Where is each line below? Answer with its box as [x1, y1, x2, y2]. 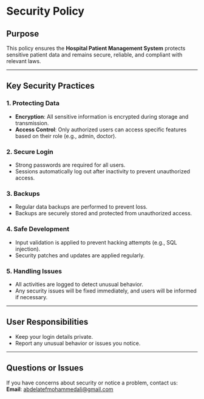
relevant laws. [6, 58, 41, 64]
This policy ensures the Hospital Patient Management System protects [6, 44, 186, 52]
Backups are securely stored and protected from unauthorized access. [15, 210, 192, 217]
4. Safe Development [6, 225, 70, 234]
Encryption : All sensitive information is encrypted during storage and [15, 113, 189, 120]
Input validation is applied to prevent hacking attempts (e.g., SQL [15, 238, 177, 246]
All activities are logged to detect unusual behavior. [15, 280, 144, 288]
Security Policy [6, 4, 85, 18]
